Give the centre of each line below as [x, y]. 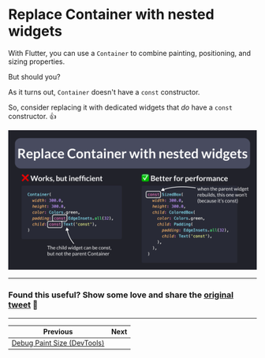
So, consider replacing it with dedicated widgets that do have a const [120, 107]
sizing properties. [37, 62]
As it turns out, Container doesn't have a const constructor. [104, 91]
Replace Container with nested [111, 15]
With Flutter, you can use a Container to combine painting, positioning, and [129, 53]
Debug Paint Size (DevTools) [58, 343]
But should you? [34, 76]
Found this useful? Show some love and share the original [121, 295]
